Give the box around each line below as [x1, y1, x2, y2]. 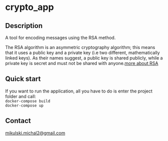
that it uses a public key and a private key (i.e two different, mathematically [5, 49, 160, 55]
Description [5, 21, 43, 30]
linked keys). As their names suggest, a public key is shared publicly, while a [5, 55, 163, 61]
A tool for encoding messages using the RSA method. [5, 34, 116, 40]
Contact [5, 116, 31, 125]
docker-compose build [5, 98, 51, 103]
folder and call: [5, 93, 36, 99]
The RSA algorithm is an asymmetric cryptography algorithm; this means [5, 44, 155, 50]
